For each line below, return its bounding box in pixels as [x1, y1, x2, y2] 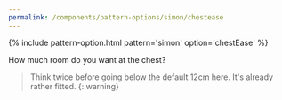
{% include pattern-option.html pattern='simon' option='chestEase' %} [8, 37, 269, 48]
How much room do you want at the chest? [8, 54, 166, 65]
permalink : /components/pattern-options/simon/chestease [8, 12, 224, 22]
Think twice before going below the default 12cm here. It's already [29, 72, 273, 82]
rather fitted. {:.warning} [29, 81, 119, 91]
